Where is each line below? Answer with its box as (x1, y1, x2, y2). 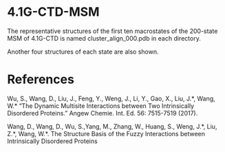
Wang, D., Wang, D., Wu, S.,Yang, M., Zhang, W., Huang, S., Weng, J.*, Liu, (7, 122, 217, 131)
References (7, 72, 74, 87)
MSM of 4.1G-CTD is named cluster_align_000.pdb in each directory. (7, 34, 201, 42)
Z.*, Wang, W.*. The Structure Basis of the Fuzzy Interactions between (7, 129, 205, 138)
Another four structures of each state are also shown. (7, 47, 159, 56)
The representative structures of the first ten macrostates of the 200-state (7, 27, 218, 35)
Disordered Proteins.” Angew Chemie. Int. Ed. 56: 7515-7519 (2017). (7, 109, 198, 117)
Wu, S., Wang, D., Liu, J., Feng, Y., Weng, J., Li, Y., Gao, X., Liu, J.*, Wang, (7, 94, 215, 102)
